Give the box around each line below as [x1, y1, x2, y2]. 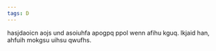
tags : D [7, 10, 30, 17]
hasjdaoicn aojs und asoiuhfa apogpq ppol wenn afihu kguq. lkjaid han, [7, 29, 210, 37]
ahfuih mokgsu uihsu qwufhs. [7, 35, 92, 44]
